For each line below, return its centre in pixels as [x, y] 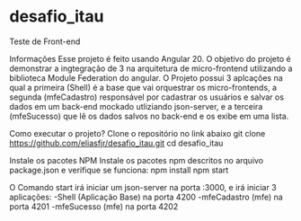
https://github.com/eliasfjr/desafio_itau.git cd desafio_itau [116, 143]
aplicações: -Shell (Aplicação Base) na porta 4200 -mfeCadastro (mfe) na [146, 197]
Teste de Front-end [45, 41]
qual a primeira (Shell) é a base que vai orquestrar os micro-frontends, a [143, 87]
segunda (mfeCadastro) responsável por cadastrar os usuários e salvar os [147, 97]
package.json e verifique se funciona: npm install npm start [119, 170]
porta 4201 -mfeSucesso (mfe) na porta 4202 [94, 206]
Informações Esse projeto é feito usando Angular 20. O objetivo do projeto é [150, 58]
